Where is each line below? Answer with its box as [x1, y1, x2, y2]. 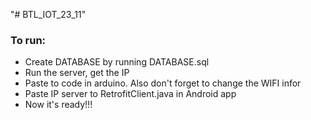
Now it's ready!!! [24, 99, 93, 111]
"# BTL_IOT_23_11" [10, 9, 87, 20]
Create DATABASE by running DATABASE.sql [24, 56, 210, 68]
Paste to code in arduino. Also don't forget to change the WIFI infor [24, 77, 302, 89]
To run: [10, 33, 47, 47]
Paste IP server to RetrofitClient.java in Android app [24, 88, 237, 100]
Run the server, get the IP [24, 67, 130, 79]
